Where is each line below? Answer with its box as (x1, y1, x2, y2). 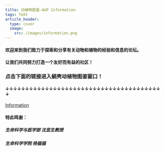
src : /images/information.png (14, 31, 78, 36)
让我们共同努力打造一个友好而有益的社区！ (5, 59, 93, 65)
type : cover (10, 21, 35, 27)
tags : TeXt (5, 12, 28, 17)
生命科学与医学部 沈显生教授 (5, 126, 64, 133)
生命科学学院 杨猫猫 (5, 140, 46, 146)
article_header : (5, 17, 39, 22)
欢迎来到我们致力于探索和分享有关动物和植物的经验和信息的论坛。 (5, 47, 141, 53)
